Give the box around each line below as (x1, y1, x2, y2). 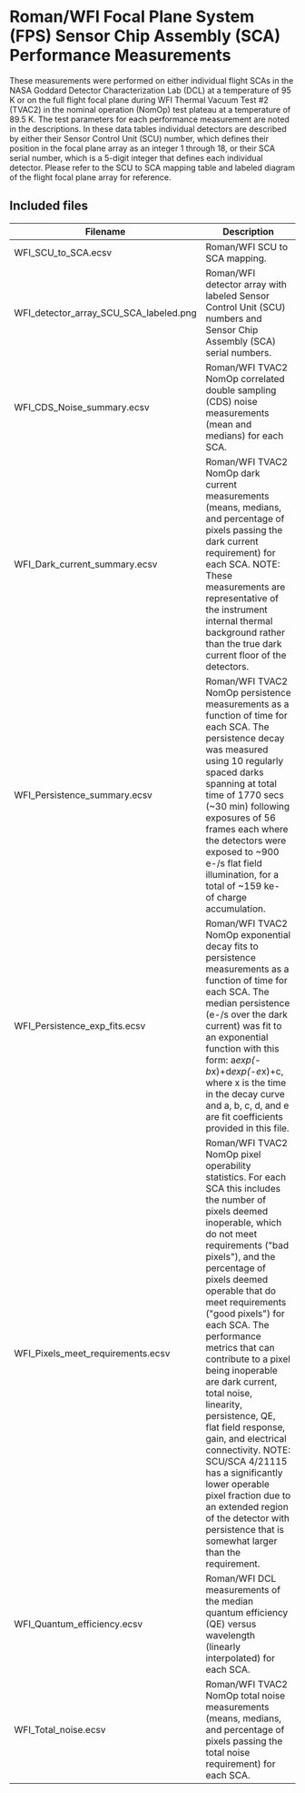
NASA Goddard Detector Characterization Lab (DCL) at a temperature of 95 (9, 85, 292, 96)
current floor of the (205, 649, 287, 661)
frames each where (205, 822, 289, 835)
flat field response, (205, 1421, 286, 1434)
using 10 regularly (205, 754, 284, 767)
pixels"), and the (205, 1250, 276, 1263)
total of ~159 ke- (205, 880, 280, 892)
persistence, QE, (205, 1409, 276, 1422)
